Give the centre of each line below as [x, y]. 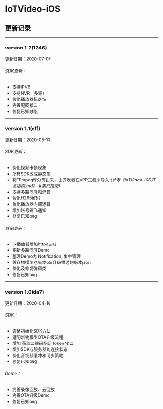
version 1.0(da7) [25, 292]
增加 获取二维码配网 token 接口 [43, 343]
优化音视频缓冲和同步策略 [38, 355]
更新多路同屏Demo [31, 250]
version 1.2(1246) [26, 48]
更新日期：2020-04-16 [28, 303]
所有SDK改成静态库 [31, 174]
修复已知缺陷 [25, 111]
